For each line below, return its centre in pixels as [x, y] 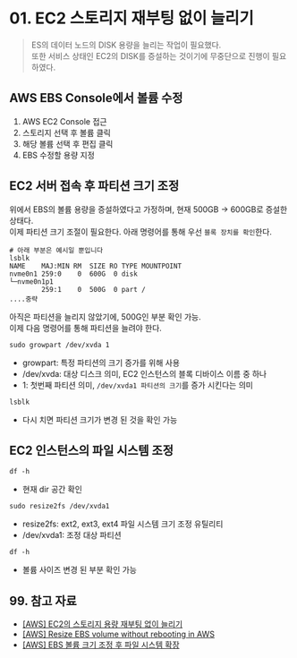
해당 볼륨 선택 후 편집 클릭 [68, 143]
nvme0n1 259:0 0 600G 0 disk [74, 274]
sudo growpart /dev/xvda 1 [59, 345]
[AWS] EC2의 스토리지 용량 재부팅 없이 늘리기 [102, 624]
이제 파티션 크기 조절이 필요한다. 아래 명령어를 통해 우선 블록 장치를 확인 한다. [141, 231]
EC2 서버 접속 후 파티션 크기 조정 [94, 186]
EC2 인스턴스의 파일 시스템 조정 [92, 450]
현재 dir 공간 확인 [52, 490]
